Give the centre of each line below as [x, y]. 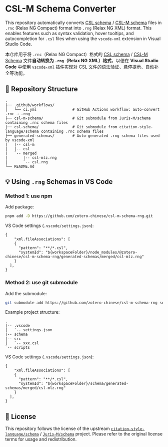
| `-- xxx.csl [22, 343]
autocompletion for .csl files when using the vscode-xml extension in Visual [83, 39]
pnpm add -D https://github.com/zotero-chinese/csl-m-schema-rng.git [79, 216]
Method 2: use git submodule [41, 283]
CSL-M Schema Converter [61, 9]
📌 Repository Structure [41, 89]
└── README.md [20, 166]
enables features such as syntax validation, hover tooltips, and [69, 33]
